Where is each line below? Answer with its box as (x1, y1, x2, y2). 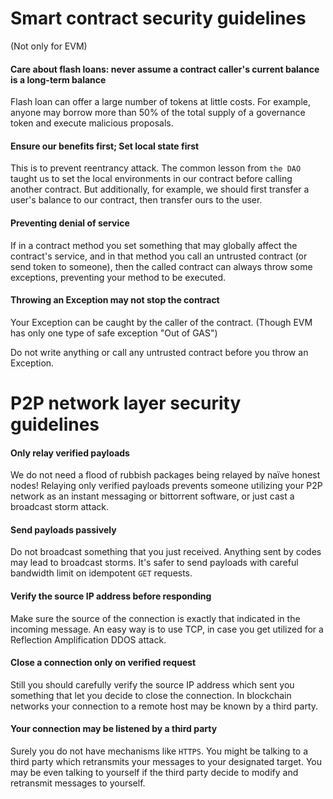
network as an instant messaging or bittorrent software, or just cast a (10, 490, 295, 502)
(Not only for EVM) (10, 40, 88, 52)
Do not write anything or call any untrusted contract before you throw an (10, 346, 309, 358)
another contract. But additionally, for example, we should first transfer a (10, 183, 310, 196)
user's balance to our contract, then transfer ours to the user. (10, 194, 263, 206)
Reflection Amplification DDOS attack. (10, 633, 167, 646)
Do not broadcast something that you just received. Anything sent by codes (10, 546, 322, 558)
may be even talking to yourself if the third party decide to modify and (10, 766, 299, 778)
